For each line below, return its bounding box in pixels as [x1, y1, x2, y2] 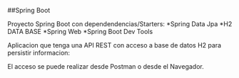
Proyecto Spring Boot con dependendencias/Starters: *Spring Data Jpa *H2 [7, 20, 233, 28]
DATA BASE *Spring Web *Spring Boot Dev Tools [7, 28, 153, 35]
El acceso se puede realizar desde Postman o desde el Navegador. [7, 62, 205, 70]
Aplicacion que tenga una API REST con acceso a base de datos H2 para [7, 41, 222, 49]
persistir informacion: [7, 49, 70, 57]
